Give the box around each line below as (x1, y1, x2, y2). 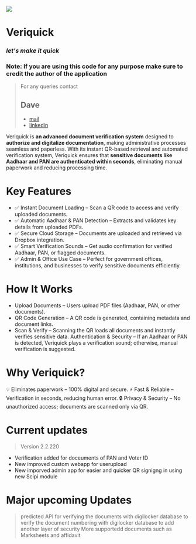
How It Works (6, 283, 73, 296)
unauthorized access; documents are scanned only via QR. (6, 403, 148, 410)
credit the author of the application (6, 70, 107, 78)
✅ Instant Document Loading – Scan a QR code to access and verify (14, 204, 179, 211)
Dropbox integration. (14, 236, 64, 243)
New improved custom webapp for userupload (14, 460, 127, 467)
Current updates (6, 424, 88, 437)
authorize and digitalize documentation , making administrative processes (6, 140, 186, 147)
